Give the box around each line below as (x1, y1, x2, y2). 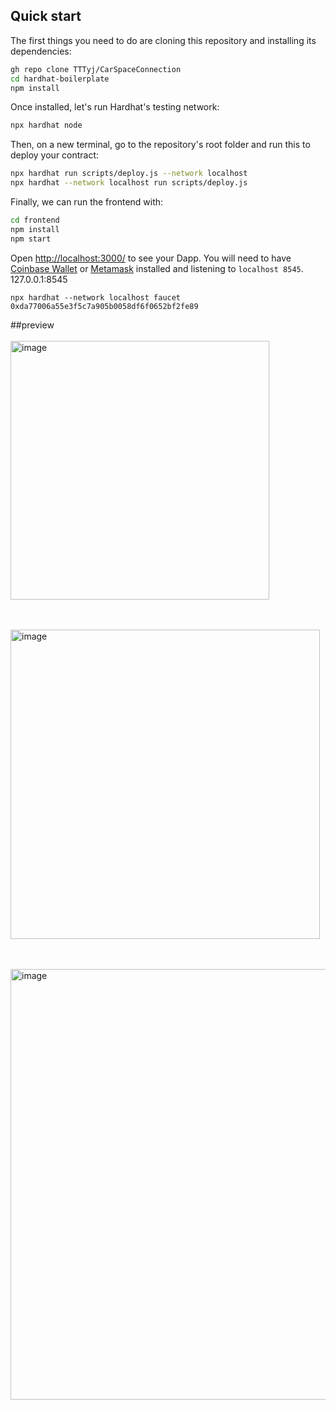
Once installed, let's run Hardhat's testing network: (10, 101, 220, 113)
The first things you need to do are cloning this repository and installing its (10, 34, 317, 46)
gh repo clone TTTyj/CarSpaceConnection (10, 64, 182, 74)
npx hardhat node (10, 120, 83, 131)
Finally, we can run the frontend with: (10, 196, 164, 208)
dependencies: (10, 45, 72, 57)
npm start (10, 234, 52, 244)
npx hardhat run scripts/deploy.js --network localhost (10, 169, 248, 179)
